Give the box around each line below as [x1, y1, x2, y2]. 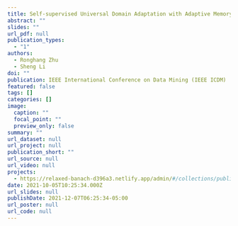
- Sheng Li [13, 63, 46, 70]
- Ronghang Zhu [13, 57, 59, 64]
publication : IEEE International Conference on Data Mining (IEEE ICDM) [7, 76, 227, 84]
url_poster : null [7, 201, 59, 209]
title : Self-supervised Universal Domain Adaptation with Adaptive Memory [7, 10, 233, 18]
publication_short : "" [7, 149, 74, 156]
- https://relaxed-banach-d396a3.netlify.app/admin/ [13, 175, 173, 182]
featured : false [7, 83, 55, 90]
